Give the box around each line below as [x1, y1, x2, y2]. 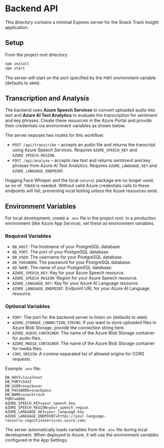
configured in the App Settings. [5, 437, 69, 443]
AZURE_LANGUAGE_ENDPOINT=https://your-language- [5, 414, 106, 419]
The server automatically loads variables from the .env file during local [5, 426, 148, 432]
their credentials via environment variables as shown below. [5, 123, 126, 129]
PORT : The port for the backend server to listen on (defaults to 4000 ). [12, 314, 149, 320]
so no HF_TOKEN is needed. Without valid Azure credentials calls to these [5, 183, 150, 189]
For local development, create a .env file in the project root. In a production [5, 215, 156, 221]
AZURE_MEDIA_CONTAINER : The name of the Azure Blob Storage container [12, 340, 155, 346]
